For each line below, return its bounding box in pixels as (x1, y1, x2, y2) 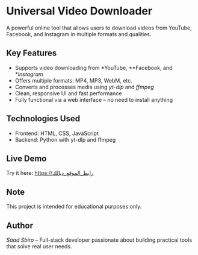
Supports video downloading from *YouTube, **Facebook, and (14, 64, 173, 71)
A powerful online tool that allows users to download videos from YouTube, (6, 24, 193, 31)
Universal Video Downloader (6, 4, 152, 18)
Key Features (6, 48, 57, 58)
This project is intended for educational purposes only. (6, 203, 142, 210)
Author (6, 220, 33, 230)
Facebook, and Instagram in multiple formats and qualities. (6, 30, 152, 37)
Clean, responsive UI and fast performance (14, 89, 122, 97)
